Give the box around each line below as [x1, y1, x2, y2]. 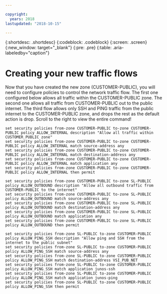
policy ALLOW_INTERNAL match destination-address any [21, 152, 136, 157]
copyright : [5, 12, 28, 17]
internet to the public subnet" [5, 240, 73, 245]
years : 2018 [10, 16, 35, 22]
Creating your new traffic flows [5, 67, 138, 79]
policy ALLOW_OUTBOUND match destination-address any [5, 205, 120, 210]
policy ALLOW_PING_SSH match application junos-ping [5, 275, 118, 280]
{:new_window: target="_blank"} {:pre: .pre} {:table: [5, 45, 112, 51]
